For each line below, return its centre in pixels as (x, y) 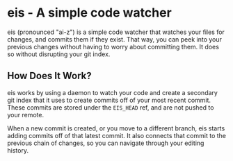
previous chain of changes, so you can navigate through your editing (106, 143)
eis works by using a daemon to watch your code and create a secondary (112, 92)
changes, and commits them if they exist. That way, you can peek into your (115, 39)
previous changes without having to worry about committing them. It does (113, 46)
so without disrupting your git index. (59, 54)
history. (18, 150)
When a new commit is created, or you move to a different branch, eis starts (116, 128)
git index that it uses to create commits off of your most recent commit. (109, 100)
